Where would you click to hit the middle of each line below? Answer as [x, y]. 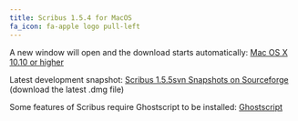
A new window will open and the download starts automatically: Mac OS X [149, 52]
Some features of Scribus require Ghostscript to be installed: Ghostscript [146, 106]
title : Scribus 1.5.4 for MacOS [71, 18]
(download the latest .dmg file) [67, 89]
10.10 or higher [37, 62]
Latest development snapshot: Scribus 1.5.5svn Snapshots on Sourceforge [149, 79]
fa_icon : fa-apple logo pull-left [75, 26]
